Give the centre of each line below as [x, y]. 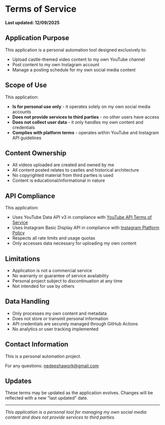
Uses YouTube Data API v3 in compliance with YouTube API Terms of [82, 217]
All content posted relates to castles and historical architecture [75, 170]
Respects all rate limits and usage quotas [54, 238]
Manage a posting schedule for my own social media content [74, 70]
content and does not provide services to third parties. [60, 417]
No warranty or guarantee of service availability [60, 276]
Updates [18, 381]
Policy [18, 233]
